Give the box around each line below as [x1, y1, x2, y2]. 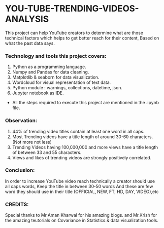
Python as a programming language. [12, 64, 86, 70]
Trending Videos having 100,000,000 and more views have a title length [12, 144, 158, 150]
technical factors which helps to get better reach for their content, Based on [5, 35, 159, 41]
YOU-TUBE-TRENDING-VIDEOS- [5, 3, 139, 14]
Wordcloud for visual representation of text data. [12, 79, 111, 85]
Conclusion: [5, 167, 35, 174]
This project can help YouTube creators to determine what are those [5, 30, 144, 36]
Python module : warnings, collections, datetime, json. [12, 85, 123, 91]
